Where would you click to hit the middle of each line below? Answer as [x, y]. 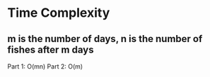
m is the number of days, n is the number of [105, 39]
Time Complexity [59, 13]
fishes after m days [51, 49]
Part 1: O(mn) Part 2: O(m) [45, 66]
